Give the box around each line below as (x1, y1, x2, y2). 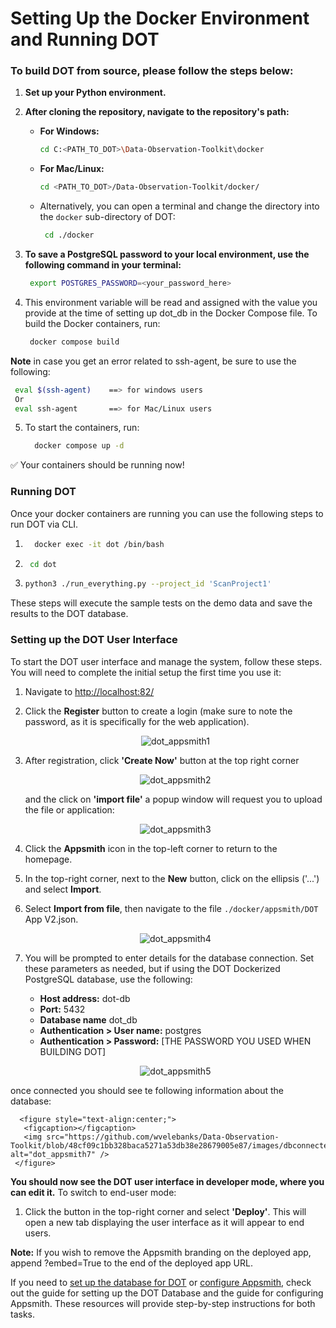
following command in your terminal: (24, 259, 182, 271)
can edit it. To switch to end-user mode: (10, 1186, 177, 1198)
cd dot (29, 559, 57, 569)
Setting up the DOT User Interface (10, 633, 178, 647)
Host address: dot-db (39, 992, 131, 1004)
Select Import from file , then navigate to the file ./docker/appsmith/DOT (24, 902, 319, 914)
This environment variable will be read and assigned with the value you (24, 296, 318, 308)
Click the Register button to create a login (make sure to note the (24, 705, 293, 717)
